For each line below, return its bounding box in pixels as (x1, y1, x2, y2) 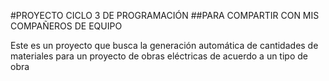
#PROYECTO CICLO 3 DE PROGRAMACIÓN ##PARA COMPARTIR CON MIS (10, 10, 320, 21)
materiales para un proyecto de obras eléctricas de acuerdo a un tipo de (10, 50, 308, 62)
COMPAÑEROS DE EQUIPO (10, 20, 123, 32)
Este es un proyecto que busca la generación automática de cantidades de (10, 40, 319, 51)
